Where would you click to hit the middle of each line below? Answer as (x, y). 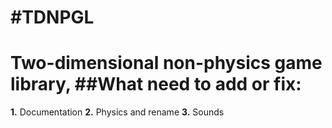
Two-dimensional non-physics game (166, 63)
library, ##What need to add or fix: (156, 84)
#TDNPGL (52, 17)
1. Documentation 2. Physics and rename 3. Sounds (117, 112)
